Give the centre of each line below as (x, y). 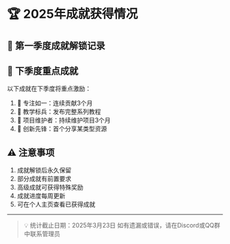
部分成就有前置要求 (44, 179)
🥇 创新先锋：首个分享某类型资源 (62, 129)
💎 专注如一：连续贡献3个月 (55, 103)
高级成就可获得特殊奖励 (50, 187)
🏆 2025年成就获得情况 (73, 14)
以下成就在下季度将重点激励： (49, 89)
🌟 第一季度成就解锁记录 (56, 45)
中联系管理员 (42, 234)
